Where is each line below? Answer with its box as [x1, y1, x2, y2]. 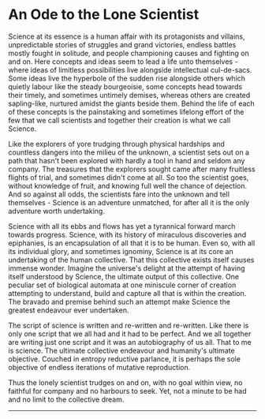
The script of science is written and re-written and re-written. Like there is [8, 320, 249, 330]
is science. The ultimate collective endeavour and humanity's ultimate [8, 346, 235, 355]
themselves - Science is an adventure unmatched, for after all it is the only [8, 197, 250, 207]
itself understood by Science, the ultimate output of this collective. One [8, 271, 239, 281]
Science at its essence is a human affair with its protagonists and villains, [8, 32, 245, 41]
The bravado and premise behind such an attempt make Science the [8, 297, 231, 306]
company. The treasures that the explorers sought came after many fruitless [8, 164, 256, 174]
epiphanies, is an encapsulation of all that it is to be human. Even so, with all [8, 238, 256, 248]
